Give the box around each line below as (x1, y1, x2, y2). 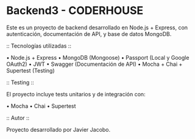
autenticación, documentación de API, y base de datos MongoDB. (6, 30, 172, 37)
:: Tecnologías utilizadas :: (6, 42, 72, 49)
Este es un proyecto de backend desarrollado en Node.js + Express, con (6, 24, 188, 31)
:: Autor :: (6, 114, 30, 121)
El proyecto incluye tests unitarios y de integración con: (6, 90, 146, 98)
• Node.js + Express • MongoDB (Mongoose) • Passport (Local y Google (6, 54, 190, 61)
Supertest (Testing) (6, 66, 55, 74)
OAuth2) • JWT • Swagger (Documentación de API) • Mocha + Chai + (6, 60, 183, 68)
